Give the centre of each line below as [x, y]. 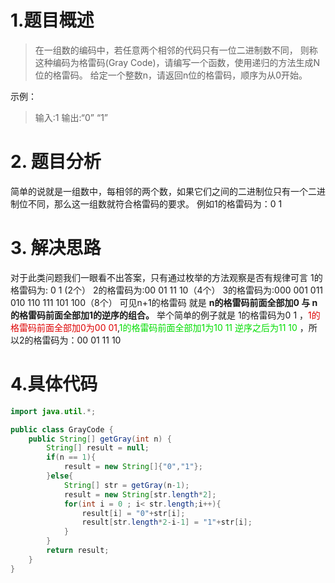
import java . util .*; [53, 411]
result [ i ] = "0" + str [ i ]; [133, 513]
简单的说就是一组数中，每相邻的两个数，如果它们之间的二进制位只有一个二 [163, 191]
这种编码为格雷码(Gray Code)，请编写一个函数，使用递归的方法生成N [177, 62]
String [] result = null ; [98, 448]
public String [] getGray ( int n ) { [100, 439]
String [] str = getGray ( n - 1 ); [126, 485]
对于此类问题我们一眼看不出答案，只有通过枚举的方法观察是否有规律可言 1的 [166, 277]
